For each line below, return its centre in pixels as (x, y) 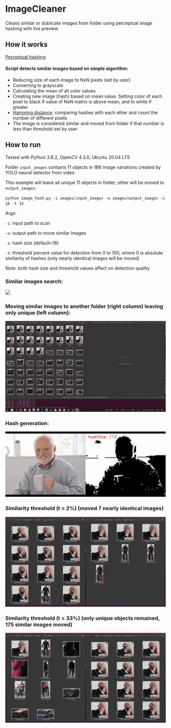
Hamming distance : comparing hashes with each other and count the (85, 112)
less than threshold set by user (45, 129)
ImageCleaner (36, 9)
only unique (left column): (38, 312)
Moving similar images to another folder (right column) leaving (84, 306)
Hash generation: (27, 423)
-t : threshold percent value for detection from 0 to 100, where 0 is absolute (84, 253)
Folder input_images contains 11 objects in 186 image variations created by (83, 167)
